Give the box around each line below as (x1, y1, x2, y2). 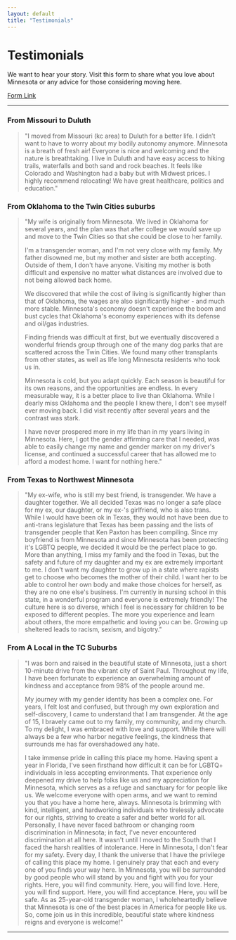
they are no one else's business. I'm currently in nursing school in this (24, 588, 227, 596)
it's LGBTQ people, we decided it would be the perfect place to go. (24, 543, 218, 552)
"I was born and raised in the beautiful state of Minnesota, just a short (24, 659, 227, 667)
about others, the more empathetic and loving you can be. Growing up (24, 618, 228, 626)
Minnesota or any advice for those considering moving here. (7, 78, 183, 86)
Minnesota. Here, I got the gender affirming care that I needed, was (24, 435, 220, 444)
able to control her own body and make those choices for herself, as (24, 581, 223, 589)
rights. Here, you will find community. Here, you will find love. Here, (24, 880, 220, 889)
